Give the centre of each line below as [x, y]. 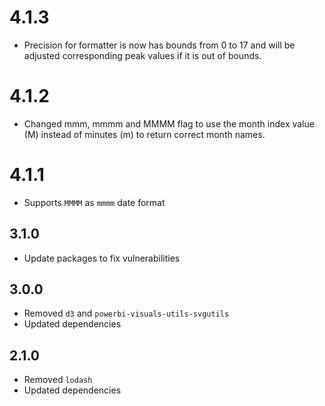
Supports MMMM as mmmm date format [94, 202]
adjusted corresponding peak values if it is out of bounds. [142, 55]
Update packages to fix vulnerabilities [102, 258]
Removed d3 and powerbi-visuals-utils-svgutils [126, 313]
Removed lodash [58, 380]
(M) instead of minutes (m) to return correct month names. [144, 134]
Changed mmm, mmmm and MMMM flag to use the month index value [169, 123]
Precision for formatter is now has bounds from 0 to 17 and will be [159, 45]
